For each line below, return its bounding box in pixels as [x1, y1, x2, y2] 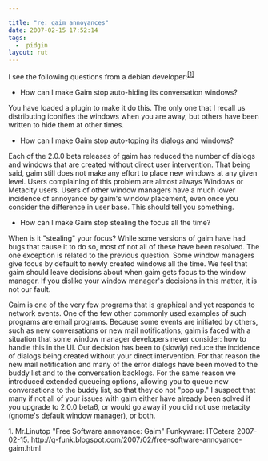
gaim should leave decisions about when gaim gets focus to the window [8, 267, 246, 277]
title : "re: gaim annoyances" [8, 18, 110, 26]
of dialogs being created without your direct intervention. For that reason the [8, 350, 261, 361]
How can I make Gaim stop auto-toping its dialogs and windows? [19, 135, 234, 145]
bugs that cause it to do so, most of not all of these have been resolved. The [8, 241, 260, 251]
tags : [8, 34, 26, 42]
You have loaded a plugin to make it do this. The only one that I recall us [8, 103, 246, 112]
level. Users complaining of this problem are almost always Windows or [8, 176, 244, 186]
